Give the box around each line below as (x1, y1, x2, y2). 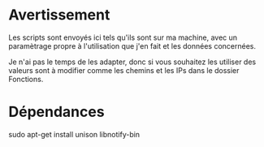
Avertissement (8, 6, 110, 24)
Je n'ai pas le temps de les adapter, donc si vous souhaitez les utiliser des (8, 57, 257, 67)
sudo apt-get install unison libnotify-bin (8, 129, 141, 139)
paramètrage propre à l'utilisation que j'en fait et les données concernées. (8, 41, 256, 50)
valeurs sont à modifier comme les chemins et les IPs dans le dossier (8, 65, 240, 75)
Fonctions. (8, 74, 44, 84)
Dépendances (8, 103, 105, 121)
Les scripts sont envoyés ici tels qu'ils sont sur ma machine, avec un (8, 32, 238, 42)
